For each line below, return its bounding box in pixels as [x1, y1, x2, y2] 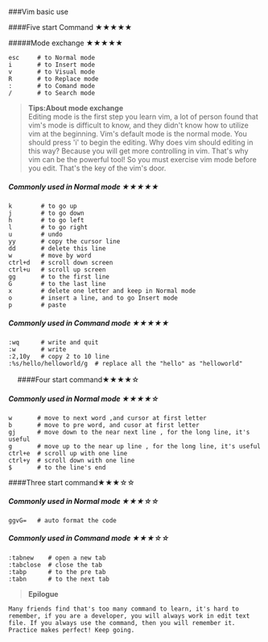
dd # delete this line [8, 244, 106, 253]
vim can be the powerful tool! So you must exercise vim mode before [27, 155, 258, 164]
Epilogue [27, 589, 59, 598]
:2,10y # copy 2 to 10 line [8, 352, 110, 360]
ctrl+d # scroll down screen [8, 258, 113, 266]
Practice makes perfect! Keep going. [8, 626, 135, 634]
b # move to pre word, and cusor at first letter [8, 421, 200, 429]
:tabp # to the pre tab [8, 568, 106, 576]
